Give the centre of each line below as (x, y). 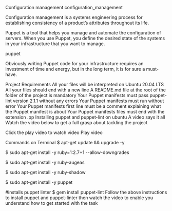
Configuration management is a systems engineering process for (74, 17)
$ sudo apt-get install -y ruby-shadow (45, 172)
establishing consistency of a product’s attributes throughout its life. (77, 23)
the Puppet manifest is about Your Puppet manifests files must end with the (85, 112)
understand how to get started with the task (52, 203)
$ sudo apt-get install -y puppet (39, 182)
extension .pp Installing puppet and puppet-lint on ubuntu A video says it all (85, 117)
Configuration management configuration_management (64, 7)
